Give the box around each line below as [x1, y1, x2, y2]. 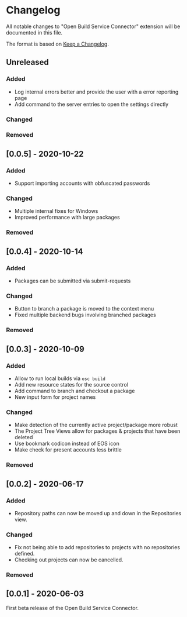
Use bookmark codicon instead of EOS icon [14, 440, 119, 447]
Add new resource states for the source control [14, 381, 128, 388]
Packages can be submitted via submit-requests [14, 277, 131, 284]
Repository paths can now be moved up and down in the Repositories [14, 509, 182, 516]
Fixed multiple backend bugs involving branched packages [14, 311, 156, 319]
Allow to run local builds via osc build [14, 375, 106, 382]
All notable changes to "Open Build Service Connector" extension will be [6, 23, 181, 30]
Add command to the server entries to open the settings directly [14, 101, 169, 108]
